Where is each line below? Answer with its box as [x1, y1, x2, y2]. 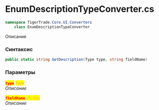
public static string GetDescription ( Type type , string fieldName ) [5, 57, 148, 62]
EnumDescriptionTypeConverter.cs [5, 3, 155, 15]
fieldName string [5, 96, 40, 101]
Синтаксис [5, 46, 33, 53]
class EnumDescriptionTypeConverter [14, 24, 90, 29]
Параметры [5, 68, 36, 75]
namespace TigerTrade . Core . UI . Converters [5, 20, 92, 25]
